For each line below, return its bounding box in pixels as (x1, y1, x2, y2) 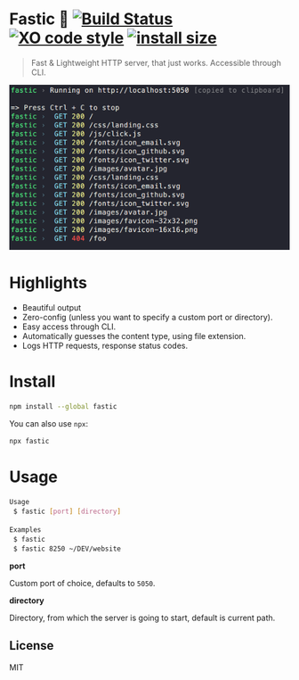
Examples (9, 526, 42, 535)
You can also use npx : (9, 419, 89, 428)
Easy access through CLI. (21, 321, 117, 332)
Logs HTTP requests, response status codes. (21, 340, 189, 352)
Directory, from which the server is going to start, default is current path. (9, 612, 276, 624)
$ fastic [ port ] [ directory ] (12, 507, 122, 516)
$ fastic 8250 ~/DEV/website (12, 544, 122, 553)
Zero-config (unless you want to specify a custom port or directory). (21, 312, 273, 323)
